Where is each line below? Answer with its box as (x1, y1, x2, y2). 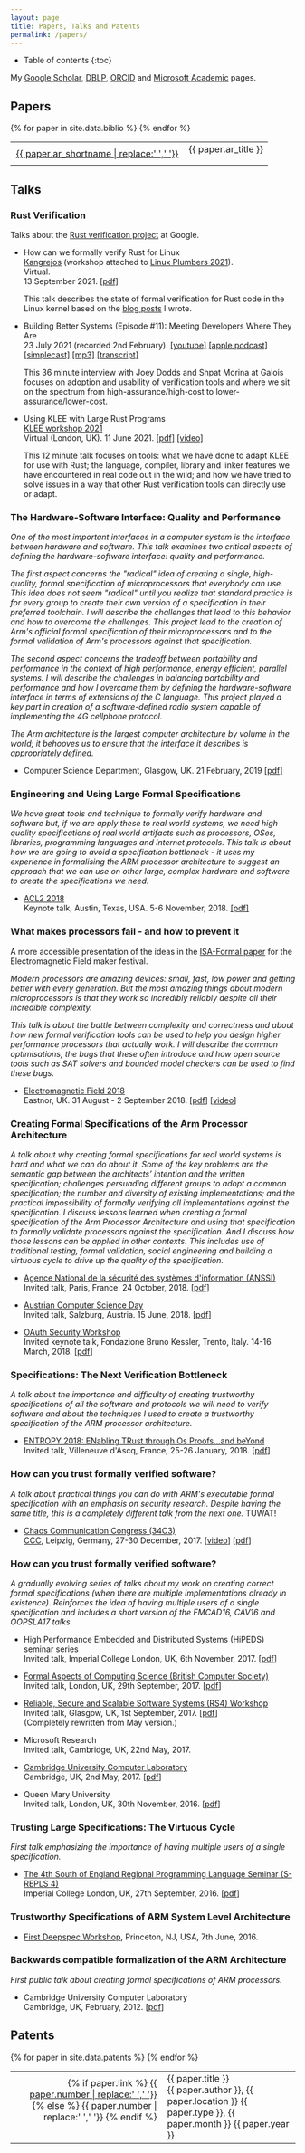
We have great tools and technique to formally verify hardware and (10, 808, 262, 819)
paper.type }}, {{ (167, 2106, 236, 2119)
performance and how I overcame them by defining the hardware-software (10, 682, 292, 693)
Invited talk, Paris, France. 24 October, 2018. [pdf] (23, 1282, 210, 1293)
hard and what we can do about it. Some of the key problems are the (10, 1159, 269, 1170)
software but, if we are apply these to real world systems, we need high (10, 818, 279, 829)
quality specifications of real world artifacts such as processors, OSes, (10, 827, 277, 838)
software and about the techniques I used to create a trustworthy (10, 1408, 254, 1419)
